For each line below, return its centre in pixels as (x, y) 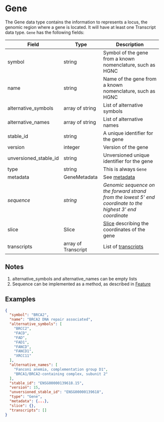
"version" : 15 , (25, 388)
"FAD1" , (21, 342)
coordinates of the (124, 229)
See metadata (119, 177)
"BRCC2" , (23, 329)
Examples (20, 299)
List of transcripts (123, 246)
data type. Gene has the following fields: (45, 32)
